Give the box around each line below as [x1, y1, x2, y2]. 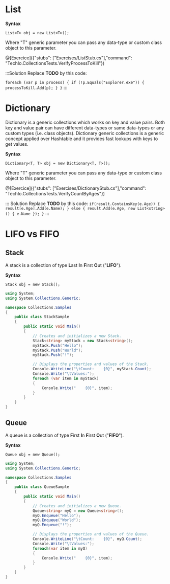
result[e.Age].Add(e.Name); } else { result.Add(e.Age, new [5, 206, 136, 211]
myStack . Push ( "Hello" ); [32, 343, 83, 348]
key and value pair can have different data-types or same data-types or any [5, 124, 164, 131]
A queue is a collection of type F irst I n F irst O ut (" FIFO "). [5, 432, 124, 438]
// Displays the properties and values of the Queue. [32, 532, 149, 537]
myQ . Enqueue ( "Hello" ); [32, 513, 81, 518]
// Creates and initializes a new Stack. [32, 333, 122, 339]
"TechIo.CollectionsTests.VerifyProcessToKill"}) [5, 60, 105, 66]
